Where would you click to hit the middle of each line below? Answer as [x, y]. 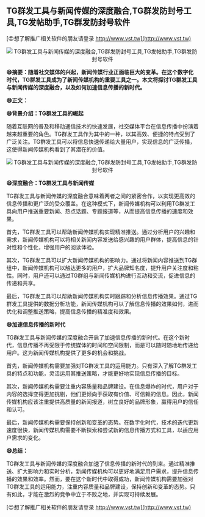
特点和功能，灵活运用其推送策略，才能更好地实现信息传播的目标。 [100, 373]
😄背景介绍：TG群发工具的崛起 [45, 113]
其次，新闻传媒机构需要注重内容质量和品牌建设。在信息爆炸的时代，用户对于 [103, 386]
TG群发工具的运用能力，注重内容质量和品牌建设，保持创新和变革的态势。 [98, 486]
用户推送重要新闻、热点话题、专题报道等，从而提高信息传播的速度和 [102, 211]
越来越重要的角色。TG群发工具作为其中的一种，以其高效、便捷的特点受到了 [101, 134]
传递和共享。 [22, 283]
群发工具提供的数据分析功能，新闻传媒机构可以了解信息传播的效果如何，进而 [103, 303]
